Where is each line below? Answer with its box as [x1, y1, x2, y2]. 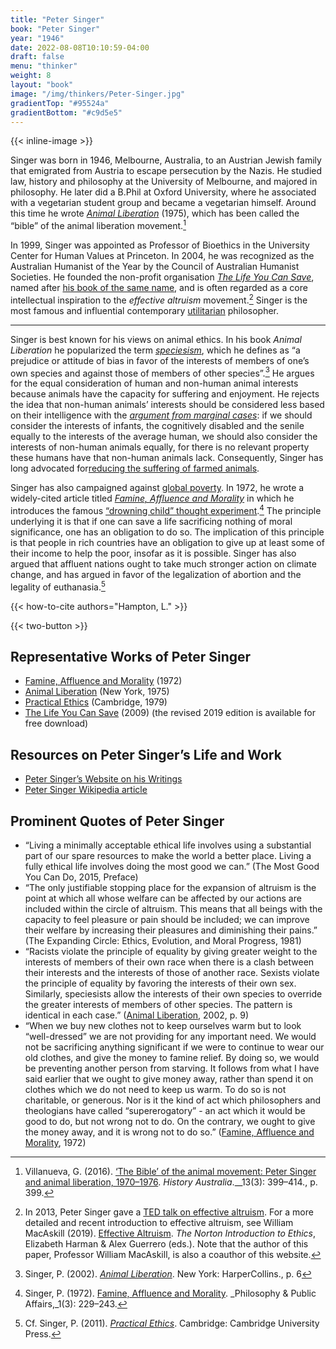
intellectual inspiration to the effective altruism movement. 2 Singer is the [10, 292, 308, 306]
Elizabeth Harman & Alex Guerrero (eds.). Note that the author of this [24, 1238, 309, 1250]
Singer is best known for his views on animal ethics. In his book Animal [10, 333, 302, 345]
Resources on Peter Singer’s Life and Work [10, 746, 282, 763]
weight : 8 [10, 71, 52, 81]
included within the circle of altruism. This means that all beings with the [24, 903, 323, 915]
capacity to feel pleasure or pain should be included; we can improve [24, 914, 310, 926]
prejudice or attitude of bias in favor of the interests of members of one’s [10, 354, 310, 366]
